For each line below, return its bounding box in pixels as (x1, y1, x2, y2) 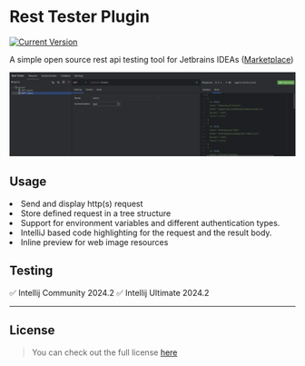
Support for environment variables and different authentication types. (21, 217, 280, 228)
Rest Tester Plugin (9, 6, 150, 27)
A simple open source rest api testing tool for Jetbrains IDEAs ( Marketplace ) (9, 54, 294, 64)
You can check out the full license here (31, 347, 178, 358)
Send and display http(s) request (21, 198, 143, 209)
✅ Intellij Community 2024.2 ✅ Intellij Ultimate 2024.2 (9, 287, 210, 298)
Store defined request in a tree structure (21, 207, 172, 219)
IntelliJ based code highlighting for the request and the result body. (21, 227, 272, 238)
